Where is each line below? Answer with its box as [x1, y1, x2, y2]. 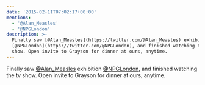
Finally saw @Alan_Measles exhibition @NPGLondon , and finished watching [6, 65, 198, 72]
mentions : [6, 15, 32, 21]
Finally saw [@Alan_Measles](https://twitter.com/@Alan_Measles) [12, 37, 182, 43]
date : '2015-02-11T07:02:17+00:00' [6, 8, 97, 15]
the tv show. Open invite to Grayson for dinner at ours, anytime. [6, 71, 166, 79]
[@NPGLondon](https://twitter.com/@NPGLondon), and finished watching [12, 43, 195, 49]
